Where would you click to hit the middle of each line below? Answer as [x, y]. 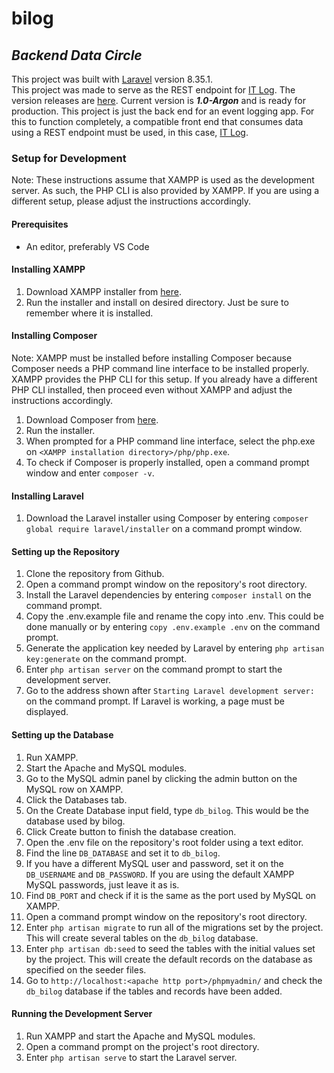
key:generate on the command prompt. [106, 659]
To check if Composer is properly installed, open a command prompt [167, 462]
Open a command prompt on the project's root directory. [142, 1046]
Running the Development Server [82, 1014]
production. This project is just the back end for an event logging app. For [163, 111]
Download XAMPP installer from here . [103, 291]
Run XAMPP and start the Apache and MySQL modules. [140, 1036]
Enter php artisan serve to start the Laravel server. [131, 1057]
